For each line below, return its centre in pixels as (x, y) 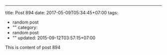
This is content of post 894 (33, 47)
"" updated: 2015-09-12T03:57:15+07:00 (54, 38)
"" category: (25, 27)
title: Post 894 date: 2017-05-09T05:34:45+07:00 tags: (62, 13)
